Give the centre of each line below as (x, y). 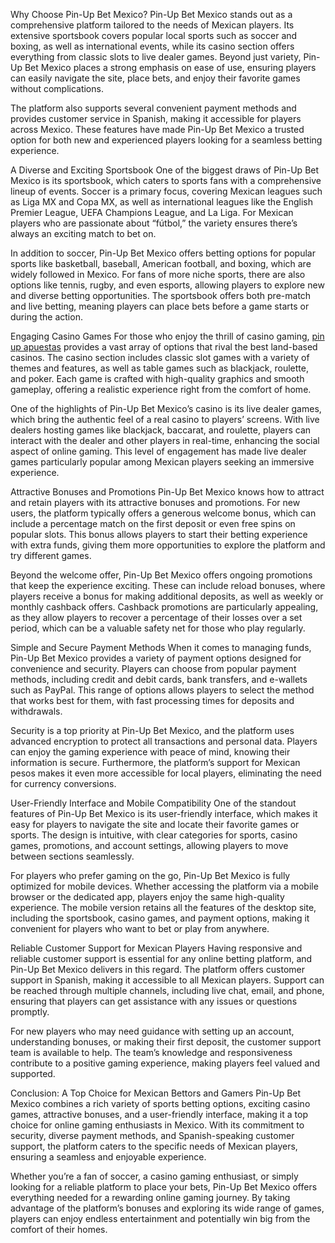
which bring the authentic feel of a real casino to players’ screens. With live (165, 419)
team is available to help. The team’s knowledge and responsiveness (151, 1052)
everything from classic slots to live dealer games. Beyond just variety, (156, 57)
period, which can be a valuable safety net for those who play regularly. (158, 628)
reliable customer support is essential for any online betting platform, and (161, 958)
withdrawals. (36, 711)
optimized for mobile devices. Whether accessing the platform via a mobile (164, 886)
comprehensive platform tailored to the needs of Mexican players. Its (152, 25)
